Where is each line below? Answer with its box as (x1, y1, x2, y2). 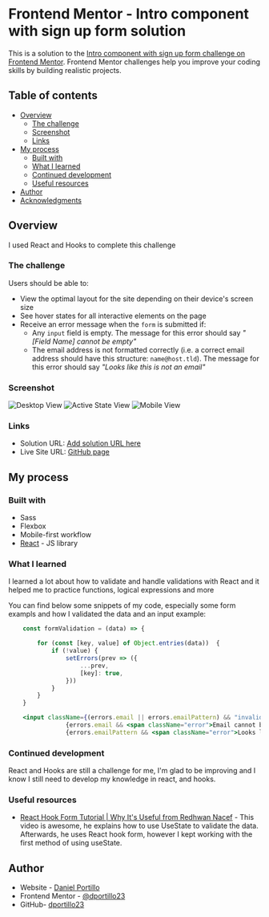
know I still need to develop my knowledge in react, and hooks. (8, 774, 216, 784)
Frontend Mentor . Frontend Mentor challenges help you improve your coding (8, 57, 261, 67)
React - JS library (19, 539, 78, 548)
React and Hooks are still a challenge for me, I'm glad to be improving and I (8, 766, 256, 776)
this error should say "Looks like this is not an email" (31, 362, 206, 372)
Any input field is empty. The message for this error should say (31, 328, 241, 337)
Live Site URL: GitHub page (19, 447, 110, 457)
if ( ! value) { (50, 647, 98, 655)
